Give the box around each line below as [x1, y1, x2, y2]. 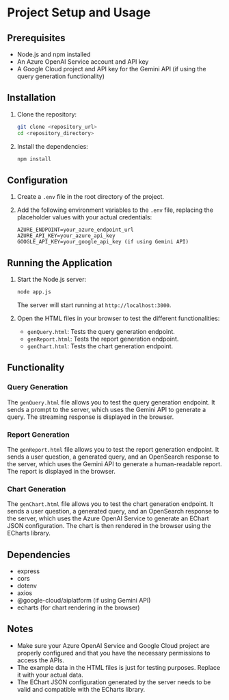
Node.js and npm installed [16, 50, 91, 58]
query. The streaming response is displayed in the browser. [7, 413, 174, 421]
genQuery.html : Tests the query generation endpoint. [27, 327, 176, 335]
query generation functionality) [16, 72, 105, 80]
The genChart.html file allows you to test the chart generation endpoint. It [7, 500, 214, 508]
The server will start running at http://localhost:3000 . [16, 300, 172, 309]
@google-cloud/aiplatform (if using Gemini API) [16, 596, 151, 605]
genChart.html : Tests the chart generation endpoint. [27, 341, 174, 350]
